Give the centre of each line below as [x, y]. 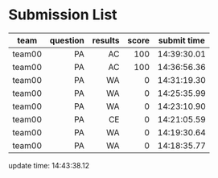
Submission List [63, 15]
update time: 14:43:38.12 [49, 165]
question [67, 40]
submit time [181, 40]
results [106, 40]
